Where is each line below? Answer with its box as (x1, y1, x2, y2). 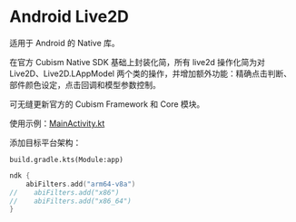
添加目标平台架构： (9, 137, 82, 148)
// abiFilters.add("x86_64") (9, 197, 132, 206)
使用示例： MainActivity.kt (9, 118, 105, 129)
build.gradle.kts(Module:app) (9, 155, 124, 164)
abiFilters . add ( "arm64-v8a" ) (25, 179, 136, 188)
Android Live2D (9, 6, 129, 27)
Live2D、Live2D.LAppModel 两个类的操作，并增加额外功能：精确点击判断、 (9, 68, 292, 79)
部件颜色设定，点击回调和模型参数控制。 (9, 79, 161, 90)
